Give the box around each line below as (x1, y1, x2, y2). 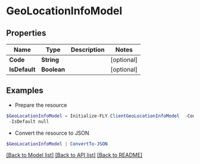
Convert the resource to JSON (14, 129, 89, 137)
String (41, 55, 60, 64)
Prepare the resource (14, 101, 67, 109)
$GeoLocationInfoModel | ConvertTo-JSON (6, 141, 108, 147)
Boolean (41, 66, 65, 73)
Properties (6, 28, 46, 38)
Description (70, 46, 105, 54)
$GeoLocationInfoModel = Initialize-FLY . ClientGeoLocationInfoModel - (6, 113, 187, 119)
